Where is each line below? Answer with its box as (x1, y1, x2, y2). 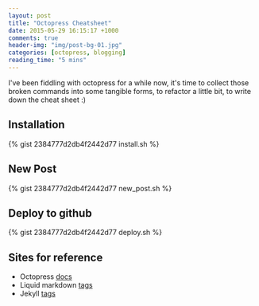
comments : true (8, 33, 59, 42)
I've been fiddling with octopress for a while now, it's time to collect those (8, 77, 249, 88)
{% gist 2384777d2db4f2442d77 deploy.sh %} (8, 228, 163, 237)
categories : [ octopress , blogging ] (8, 49, 126, 57)
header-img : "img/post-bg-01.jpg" (8, 41, 123, 49)
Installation (8, 118, 65, 131)
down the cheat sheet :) (8, 95, 86, 104)
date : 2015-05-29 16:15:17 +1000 (8, 26, 119, 34)
